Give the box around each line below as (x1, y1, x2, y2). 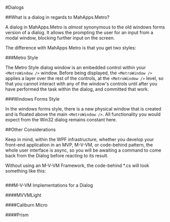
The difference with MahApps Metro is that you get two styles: (5, 45, 136, 50)
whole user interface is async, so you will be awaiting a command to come (5, 147, 161, 153)
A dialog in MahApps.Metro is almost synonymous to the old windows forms (5, 24, 165, 30)
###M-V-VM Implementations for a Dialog (5, 182, 93, 188)
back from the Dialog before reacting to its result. (5, 153, 108, 158)
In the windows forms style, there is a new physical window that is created (5, 106, 161, 112)
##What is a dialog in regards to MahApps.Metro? (5, 14, 109, 20)
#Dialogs (5, 5, 24, 10)
